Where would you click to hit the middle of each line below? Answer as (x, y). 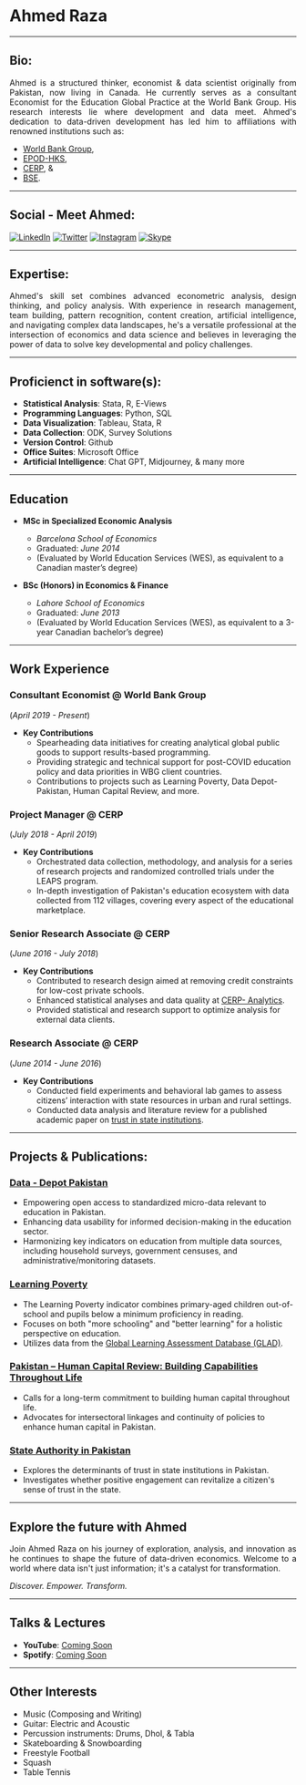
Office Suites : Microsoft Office (81, 452)
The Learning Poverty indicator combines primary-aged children (143, 1304)
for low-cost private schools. (90, 991)
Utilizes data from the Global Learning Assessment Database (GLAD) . (153, 1343)
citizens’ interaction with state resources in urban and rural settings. (163, 1100)
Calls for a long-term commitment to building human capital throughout (156, 1398)
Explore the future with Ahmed (98, 1527)
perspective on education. (71, 1333)
